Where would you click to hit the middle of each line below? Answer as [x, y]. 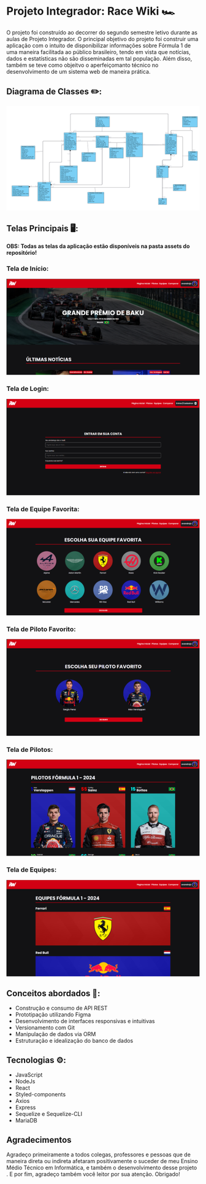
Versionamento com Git [45, 1027]
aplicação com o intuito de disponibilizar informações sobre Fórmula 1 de [99, 45]
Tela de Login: [28, 389]
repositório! [22, 253]
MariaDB [26, 1121]
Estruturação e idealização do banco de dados [74, 1041]
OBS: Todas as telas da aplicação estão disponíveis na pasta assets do [98, 246]
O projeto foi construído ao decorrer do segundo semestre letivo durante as [102, 32]
